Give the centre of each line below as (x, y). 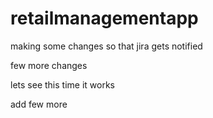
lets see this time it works (62, 84)
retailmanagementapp (104, 18)
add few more (39, 104)
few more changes (49, 65)
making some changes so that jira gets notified (106, 46)
